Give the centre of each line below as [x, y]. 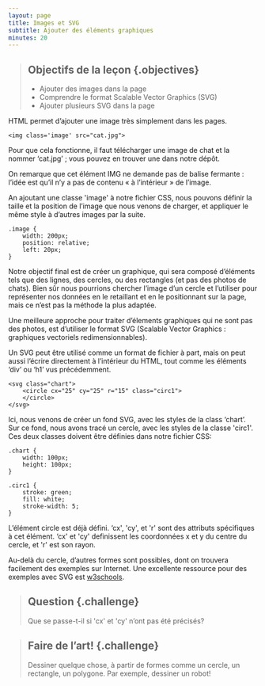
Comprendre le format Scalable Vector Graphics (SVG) [128, 97]
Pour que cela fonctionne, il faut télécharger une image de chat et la [119, 151]
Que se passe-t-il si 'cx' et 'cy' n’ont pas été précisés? [116, 621]
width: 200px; [45, 236]
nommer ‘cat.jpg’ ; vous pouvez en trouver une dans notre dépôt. [114, 158]
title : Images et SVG [44, 23]
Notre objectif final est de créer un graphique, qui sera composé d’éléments [132, 272]
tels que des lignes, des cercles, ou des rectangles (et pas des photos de [127, 280]
